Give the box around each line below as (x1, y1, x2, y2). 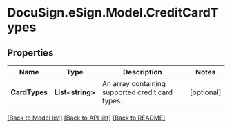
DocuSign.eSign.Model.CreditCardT (7, 5, 219, 21)
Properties (7, 47, 54, 58)
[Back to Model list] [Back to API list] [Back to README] (7, 114, 166, 122)
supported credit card (101, 87, 173, 97)
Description (123, 67, 162, 76)
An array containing (101, 79, 166, 88)
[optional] (189, 87, 222, 97)
